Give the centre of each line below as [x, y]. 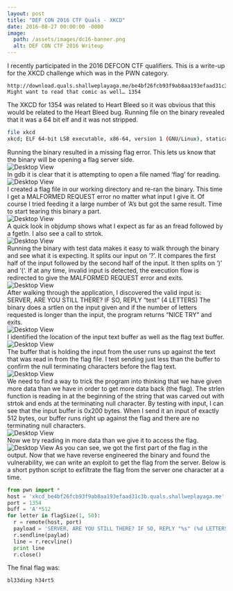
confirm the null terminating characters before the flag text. [92, 366]
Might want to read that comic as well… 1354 [74, 92]
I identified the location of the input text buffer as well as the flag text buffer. [116, 337]
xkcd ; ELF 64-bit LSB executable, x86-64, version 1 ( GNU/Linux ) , [105, 139]
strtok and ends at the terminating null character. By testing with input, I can [115, 403]
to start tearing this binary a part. [54, 211]
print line [29, 548]
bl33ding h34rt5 [31, 581]
